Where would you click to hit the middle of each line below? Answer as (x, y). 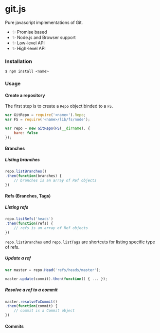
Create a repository (25, 95)
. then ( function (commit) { (31, 306)
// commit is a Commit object (44, 311)
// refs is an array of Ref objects (51, 228)
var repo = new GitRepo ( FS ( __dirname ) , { (48, 128)
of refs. (12, 247)
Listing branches (23, 159)
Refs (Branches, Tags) (28, 196)
